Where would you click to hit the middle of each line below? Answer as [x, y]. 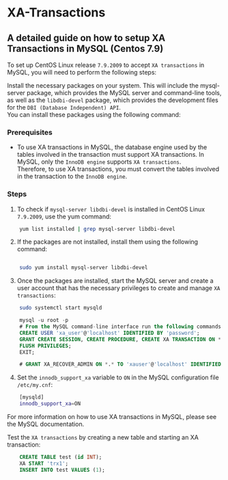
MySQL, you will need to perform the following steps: [82, 72]
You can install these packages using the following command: [94, 115]
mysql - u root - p [44, 320]
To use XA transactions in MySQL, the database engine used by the [112, 147]
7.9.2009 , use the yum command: [64, 216]
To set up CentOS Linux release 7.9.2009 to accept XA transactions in [106, 65]
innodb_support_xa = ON [50, 404]
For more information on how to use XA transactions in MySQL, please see [112, 417]
